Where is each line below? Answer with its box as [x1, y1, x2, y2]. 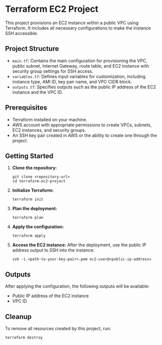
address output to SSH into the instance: [12, 247, 95, 253]
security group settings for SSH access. [12, 68, 94, 74]
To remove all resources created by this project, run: [5, 326, 111, 331]
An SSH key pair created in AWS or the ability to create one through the [12, 132, 158, 138]
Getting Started [5, 152, 54, 160]
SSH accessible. [5, 30, 38, 36]
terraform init [12, 197, 44, 202]
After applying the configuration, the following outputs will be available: [5, 283, 150, 289]
